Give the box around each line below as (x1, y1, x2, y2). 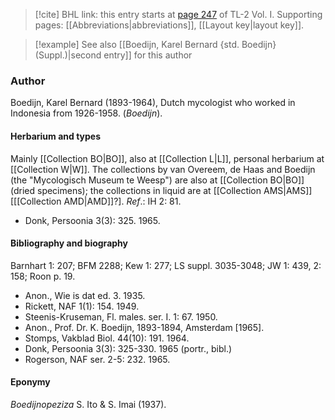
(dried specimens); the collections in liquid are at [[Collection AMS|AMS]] (10, 184, 313, 196)
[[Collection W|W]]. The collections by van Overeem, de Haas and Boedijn (10, 163, 316, 175)
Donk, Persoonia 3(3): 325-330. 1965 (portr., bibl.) (24, 342, 233, 354)
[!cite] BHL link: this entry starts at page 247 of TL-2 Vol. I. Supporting (34, 9, 323, 20)
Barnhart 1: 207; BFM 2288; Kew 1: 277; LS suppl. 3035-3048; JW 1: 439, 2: (10, 259, 322, 271)
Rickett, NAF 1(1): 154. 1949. (24, 300, 140, 312)
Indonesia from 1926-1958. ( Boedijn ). (10, 107, 163, 119)
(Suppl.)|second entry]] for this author (34, 49, 193, 61)
